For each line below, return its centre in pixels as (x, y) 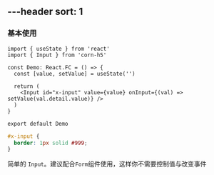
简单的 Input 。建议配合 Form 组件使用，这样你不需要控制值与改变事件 (107, 164)
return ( (27, 86)
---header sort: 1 (45, 12)
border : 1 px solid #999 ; (51, 143)
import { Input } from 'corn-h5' (57, 55)
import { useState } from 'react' (59, 49)
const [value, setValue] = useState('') (75, 74)
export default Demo (38, 124)
